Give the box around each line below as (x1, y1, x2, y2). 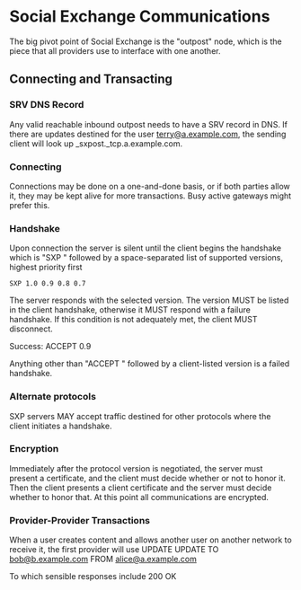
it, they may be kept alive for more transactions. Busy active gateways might (9, 190, 292, 201)
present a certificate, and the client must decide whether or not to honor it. (9, 472, 286, 483)
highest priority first (9, 262, 83, 273)
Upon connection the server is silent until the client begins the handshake (9, 242, 281, 253)
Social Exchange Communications (9, 6, 270, 27)
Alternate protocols (9, 391, 97, 403)
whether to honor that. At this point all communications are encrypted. (9, 491, 270, 502)
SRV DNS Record (9, 99, 84, 111)
